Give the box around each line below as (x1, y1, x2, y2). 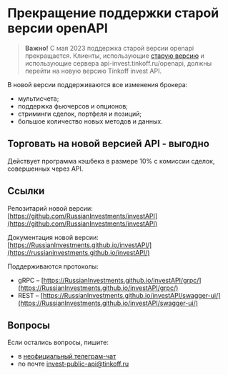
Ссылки (7, 185, 45, 197)
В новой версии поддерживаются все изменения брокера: (7, 80, 188, 89)
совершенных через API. (7, 164, 84, 173)
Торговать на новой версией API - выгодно (7, 138, 209, 150)
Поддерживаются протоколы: (7, 262, 99, 271)
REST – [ (17, 291, 44, 299)
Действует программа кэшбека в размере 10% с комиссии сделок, (7, 156, 215, 165)
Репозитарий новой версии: (7, 204, 93, 212)
